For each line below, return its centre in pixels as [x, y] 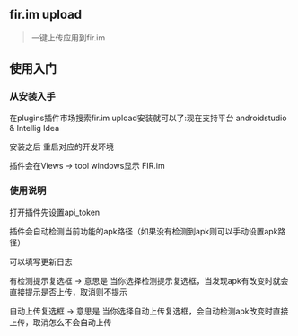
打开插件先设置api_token [55, 212]
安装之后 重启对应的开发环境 [61, 146]
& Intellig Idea [35, 128]
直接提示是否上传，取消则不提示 [68, 292]
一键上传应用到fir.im [68, 37]
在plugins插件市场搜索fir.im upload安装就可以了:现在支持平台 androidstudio [148, 118]
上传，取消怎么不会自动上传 [61, 322]
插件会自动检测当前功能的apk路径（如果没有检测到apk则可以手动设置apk [144, 231]
